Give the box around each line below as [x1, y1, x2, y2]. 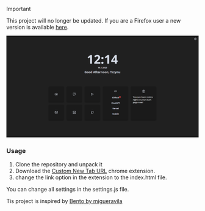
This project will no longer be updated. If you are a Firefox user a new [6, 17, 181, 24]
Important [6, 6, 31, 12]
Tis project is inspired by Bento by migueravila [6, 197, 123, 204]
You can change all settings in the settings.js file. [6, 185, 129, 193]
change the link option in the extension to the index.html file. [15, 174, 167, 181]
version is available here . [6, 24, 69, 31]
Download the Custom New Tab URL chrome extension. [15, 167, 156, 174]
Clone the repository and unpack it [15, 160, 103, 168]
